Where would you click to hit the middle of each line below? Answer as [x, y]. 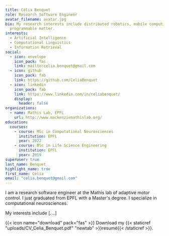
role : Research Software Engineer [41, 15]
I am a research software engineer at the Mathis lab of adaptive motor [77, 193]
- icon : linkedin [28, 85]
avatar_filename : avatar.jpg [36, 19]
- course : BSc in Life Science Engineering [61, 146]
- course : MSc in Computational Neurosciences [64, 131]
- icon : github [26, 71]
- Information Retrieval [36, 47]
